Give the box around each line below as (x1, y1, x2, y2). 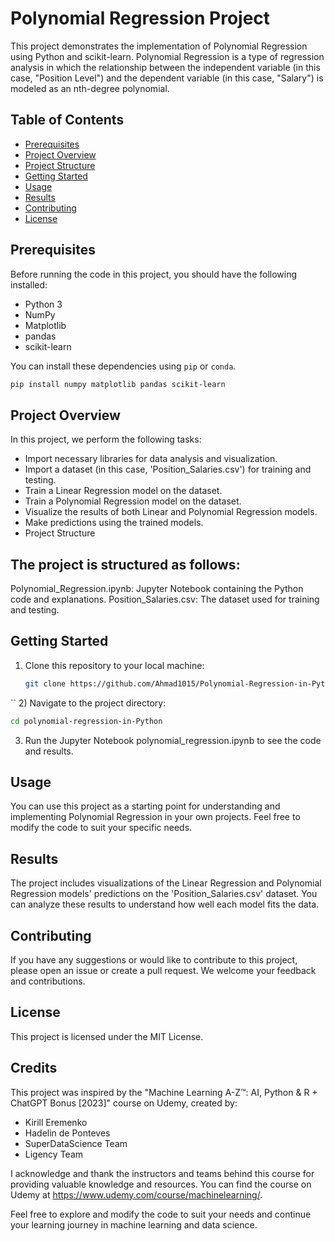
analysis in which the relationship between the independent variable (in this (10, 61, 321, 73)
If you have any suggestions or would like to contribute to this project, (10, 954, 298, 966)
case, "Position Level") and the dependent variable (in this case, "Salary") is (10, 72, 324, 84)
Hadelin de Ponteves (24, 1127, 111, 1139)
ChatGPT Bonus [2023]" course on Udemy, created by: (10, 1097, 238, 1109)
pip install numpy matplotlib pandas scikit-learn (10, 379, 226, 389)
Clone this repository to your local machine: (24, 659, 205, 671)
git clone (24, 678, 67, 689)
